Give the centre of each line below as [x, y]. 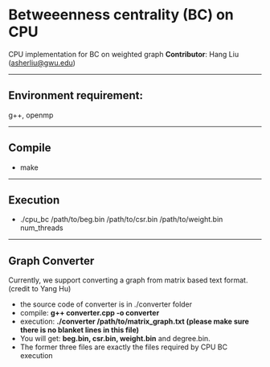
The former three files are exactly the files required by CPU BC [123, 347]
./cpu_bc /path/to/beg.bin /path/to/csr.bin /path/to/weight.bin [121, 220]
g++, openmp [31, 115]
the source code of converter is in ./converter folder [106, 304]
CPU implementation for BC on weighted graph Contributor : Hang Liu [124, 54]
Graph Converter [51, 260]
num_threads [42, 228]
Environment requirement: [76, 95]
